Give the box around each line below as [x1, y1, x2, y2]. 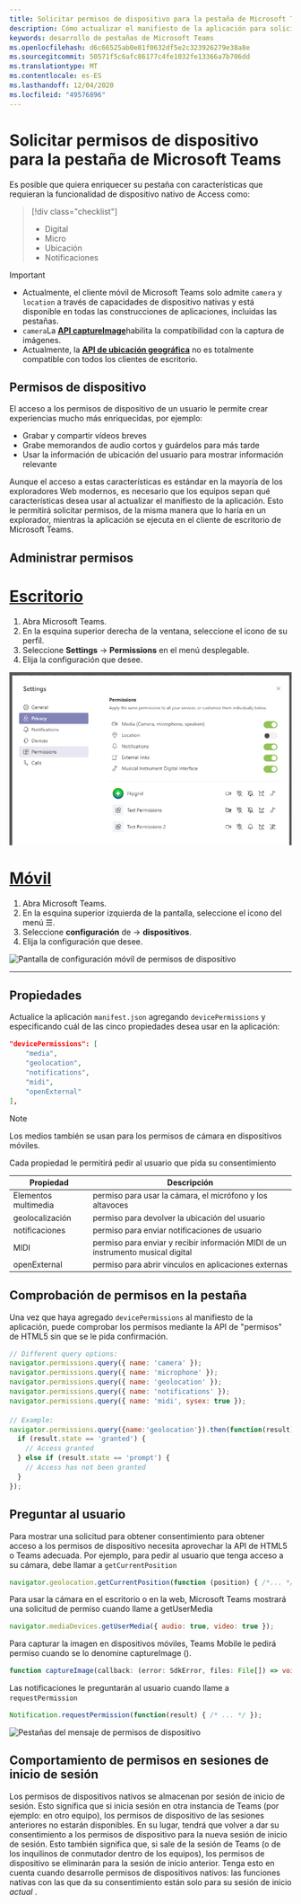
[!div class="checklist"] [30, 206, 118, 217]
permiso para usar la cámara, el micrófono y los [92, 1191, 268, 1201]
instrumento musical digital [92, 1247, 193, 1258]
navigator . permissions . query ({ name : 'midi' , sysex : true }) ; [9, 1396, 246, 1405]
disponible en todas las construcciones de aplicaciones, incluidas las [21, 306, 278, 316]
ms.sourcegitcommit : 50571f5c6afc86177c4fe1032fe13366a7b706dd [9, 52, 251, 62]
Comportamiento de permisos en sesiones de [9, 1753, 270, 1768]
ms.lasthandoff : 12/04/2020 [9, 81, 115, 90]
